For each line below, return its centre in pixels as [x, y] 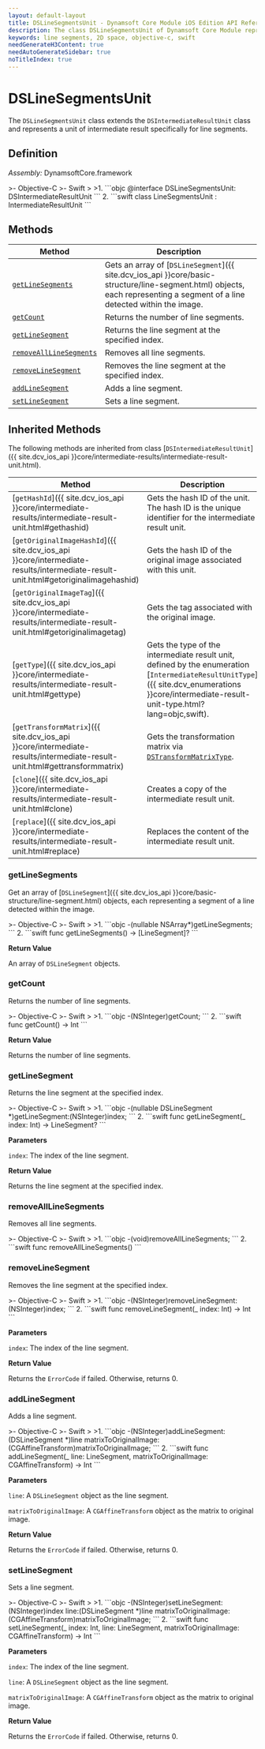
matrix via [165, 747]
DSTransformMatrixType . [190, 756]
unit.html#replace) [46, 851]
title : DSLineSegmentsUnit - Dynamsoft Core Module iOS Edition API [123, 23]
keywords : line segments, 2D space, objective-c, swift [102, 38]
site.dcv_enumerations [200, 685]
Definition [33, 154]
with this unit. [172, 570]
